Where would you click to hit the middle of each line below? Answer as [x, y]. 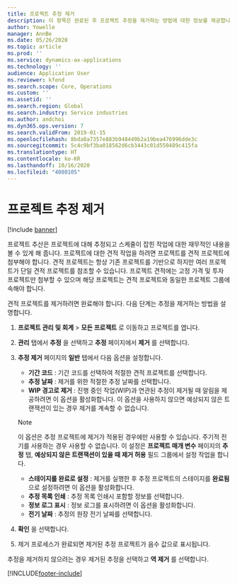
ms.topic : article [34, 47]
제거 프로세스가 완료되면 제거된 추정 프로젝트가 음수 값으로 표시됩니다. [114, 544]
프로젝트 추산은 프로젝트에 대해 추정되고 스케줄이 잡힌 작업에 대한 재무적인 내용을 [119, 244]
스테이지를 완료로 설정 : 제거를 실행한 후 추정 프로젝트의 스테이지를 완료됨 [129, 478]
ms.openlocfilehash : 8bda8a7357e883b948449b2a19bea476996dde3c [103, 139]
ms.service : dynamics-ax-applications [64, 60]
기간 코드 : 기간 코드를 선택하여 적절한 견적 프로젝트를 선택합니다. [117, 372]
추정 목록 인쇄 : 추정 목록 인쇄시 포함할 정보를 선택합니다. [106, 496]
